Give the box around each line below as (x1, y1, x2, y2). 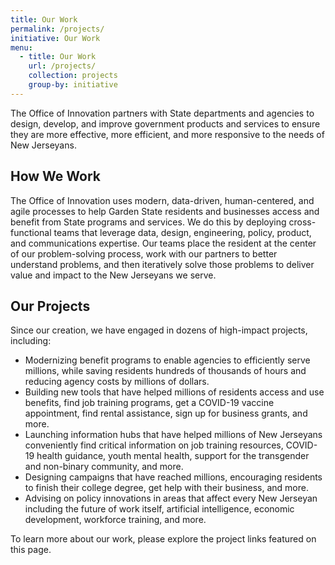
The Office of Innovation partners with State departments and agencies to (10, 107, 315, 119)
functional (10, 226, 52, 238)
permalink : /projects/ (10, 24, 105, 34)
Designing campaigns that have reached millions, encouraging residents (24, 471, 323, 483)
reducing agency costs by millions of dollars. (24, 376, 210, 388)
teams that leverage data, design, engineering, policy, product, (53, 226, 312, 238)
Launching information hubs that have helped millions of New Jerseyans (24, 429, 323, 441)
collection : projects (28, 71, 118, 81)
